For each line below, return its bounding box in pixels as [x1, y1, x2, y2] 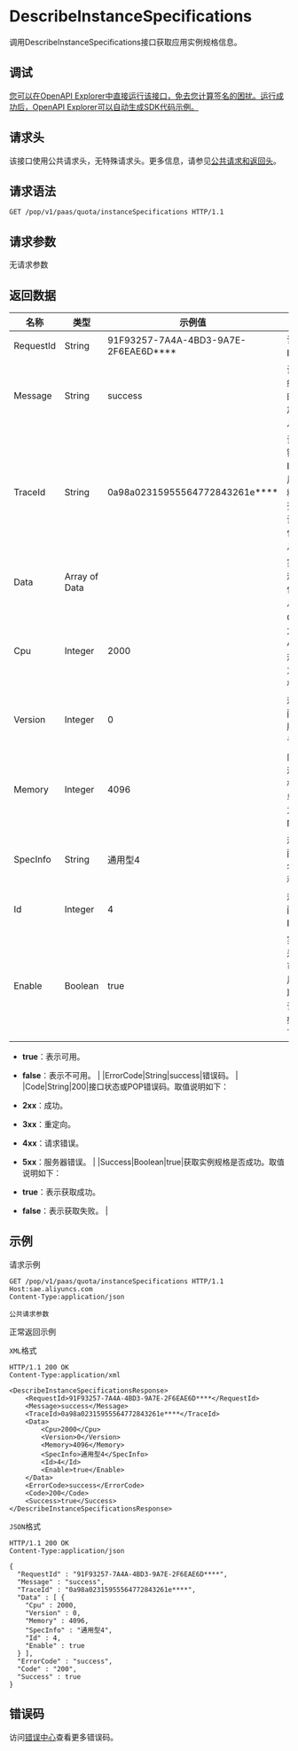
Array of [64, 571, 99, 582]
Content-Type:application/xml [9, 1370, 122, 1379]
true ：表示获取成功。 [21, 1187, 100, 1197]
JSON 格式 [9, 1520, 42, 1532]
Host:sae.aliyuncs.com [9, 1284, 93, 1293]
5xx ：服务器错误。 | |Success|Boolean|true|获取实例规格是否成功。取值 [21, 1156, 286, 1167]
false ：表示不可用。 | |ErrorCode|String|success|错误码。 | [21, 1070, 239, 1080]
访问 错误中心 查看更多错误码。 [9, 1731, 118, 1742]
